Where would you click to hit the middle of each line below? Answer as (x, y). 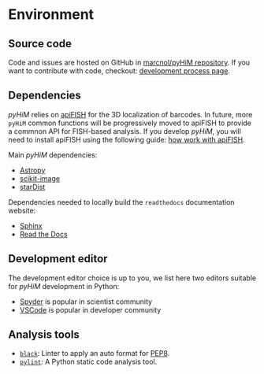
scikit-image (40, 178)
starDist (32, 187)
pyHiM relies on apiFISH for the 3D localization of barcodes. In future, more (130, 114)
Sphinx (31, 225)
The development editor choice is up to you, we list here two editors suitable (132, 278)
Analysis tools (44, 335)
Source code (40, 44)
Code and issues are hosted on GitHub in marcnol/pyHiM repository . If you (129, 62)
